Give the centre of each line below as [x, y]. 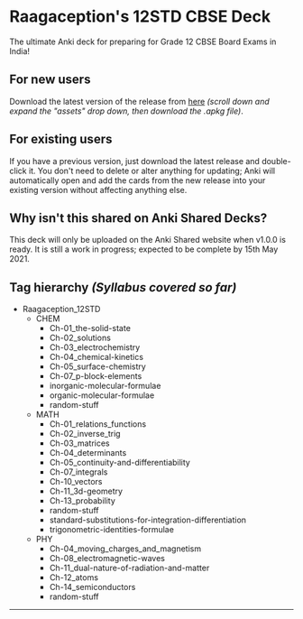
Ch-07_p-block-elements [96, 376]
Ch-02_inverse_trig [85, 434]
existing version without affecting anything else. [98, 189]
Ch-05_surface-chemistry [97, 366]
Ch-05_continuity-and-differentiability [120, 463]
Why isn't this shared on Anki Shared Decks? [138, 218]
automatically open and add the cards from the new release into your [138, 180]
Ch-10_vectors [76, 482]
